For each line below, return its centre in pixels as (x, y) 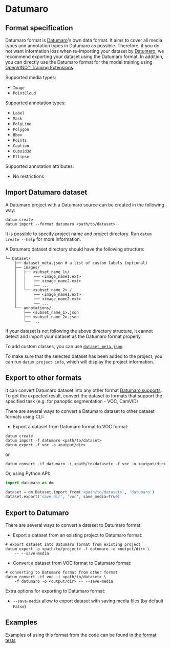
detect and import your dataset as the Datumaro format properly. (74, 336)
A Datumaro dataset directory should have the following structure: (75, 249)
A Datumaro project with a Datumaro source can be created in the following (85, 205)
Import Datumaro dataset (46, 192)
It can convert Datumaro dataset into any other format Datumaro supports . (84, 390)
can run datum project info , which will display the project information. (80, 361)
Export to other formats (44, 378)
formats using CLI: (25, 416)
